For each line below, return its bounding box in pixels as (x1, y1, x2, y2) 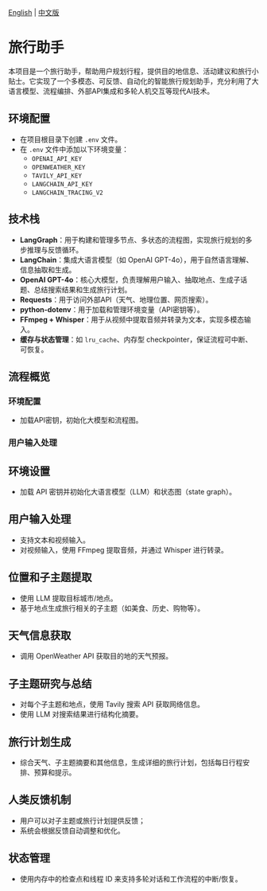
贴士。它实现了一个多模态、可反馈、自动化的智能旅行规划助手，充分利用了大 (8, 76, 259, 86)
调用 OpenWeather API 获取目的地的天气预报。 (19, 651, 173, 661)
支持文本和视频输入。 (19, 535, 90, 545)
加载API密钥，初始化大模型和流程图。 (19, 416, 143, 425)
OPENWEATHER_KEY (31, 163, 86, 171)
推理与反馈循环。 (26, 244, 83, 254)
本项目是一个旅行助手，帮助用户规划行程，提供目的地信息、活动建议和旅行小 (8, 66, 259, 76)
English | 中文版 (8, 8, 60, 17)
